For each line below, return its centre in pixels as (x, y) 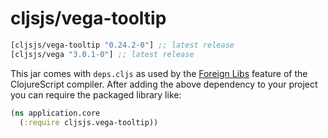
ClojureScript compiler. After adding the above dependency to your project (164, 84)
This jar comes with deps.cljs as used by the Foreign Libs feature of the (159, 73)
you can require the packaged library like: (96, 94)
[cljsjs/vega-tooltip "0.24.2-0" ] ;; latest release (122, 45)
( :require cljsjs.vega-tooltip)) (89, 122)
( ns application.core (55, 113)
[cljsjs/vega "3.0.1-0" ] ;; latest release (102, 54)
